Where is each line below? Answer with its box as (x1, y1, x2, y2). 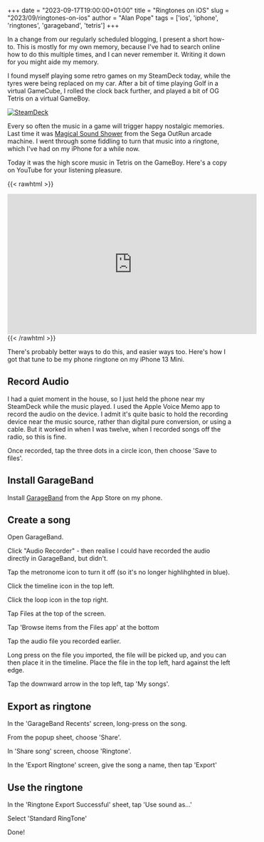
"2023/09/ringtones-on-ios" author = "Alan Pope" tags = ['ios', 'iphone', (7, 14, 219, 22)
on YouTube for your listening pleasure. (7, 166, 123, 174)
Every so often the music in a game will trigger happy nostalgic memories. (7, 122, 225, 130)
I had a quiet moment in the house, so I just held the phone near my (7, 395, 205, 403)
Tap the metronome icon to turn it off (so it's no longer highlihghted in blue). (7, 568, 230, 576)
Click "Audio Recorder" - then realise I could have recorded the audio (7, 546, 211, 555)
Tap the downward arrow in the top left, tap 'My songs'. (7, 680, 170, 688)
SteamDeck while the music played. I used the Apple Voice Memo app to (7, 402, 221, 410)
